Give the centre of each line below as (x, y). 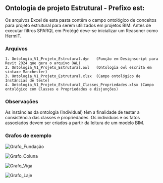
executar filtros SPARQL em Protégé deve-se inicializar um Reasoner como (81, 30)
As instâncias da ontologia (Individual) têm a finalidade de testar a (72, 112)
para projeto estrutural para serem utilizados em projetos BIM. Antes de (78, 25)
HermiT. (13, 36)
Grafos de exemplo (28, 136)
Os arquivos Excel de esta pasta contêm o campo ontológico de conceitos (81, 20)
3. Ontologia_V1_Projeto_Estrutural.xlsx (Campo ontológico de (73, 76)
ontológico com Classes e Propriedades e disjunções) (62, 89)
